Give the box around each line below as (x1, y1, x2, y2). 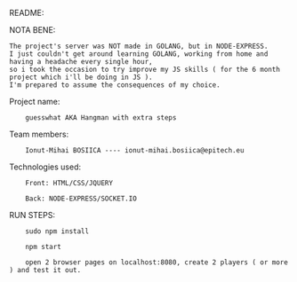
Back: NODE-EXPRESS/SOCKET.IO (25, 194, 138, 203)
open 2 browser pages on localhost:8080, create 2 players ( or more (25, 258, 289, 267)
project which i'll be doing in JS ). (9, 73, 153, 82)
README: (9, 8, 44, 18)
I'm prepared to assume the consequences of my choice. (9, 81, 221, 90)
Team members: (9, 129, 69, 139)
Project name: (9, 97, 60, 106)
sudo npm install (25, 227, 90, 236)
